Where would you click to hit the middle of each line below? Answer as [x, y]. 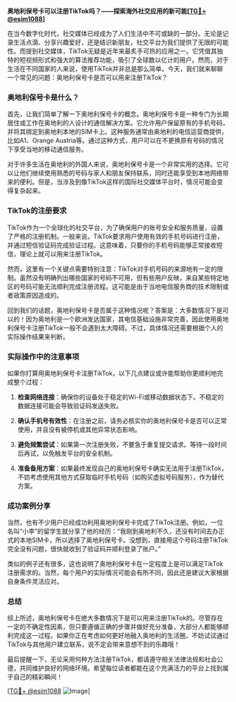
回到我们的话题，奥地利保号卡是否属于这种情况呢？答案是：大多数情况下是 [115, 310]
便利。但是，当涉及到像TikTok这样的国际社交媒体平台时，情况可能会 [118, 182]
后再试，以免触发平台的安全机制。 [67, 453]
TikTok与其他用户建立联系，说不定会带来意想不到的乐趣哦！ [94, 644]
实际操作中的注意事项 [43, 356]
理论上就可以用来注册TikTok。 [63, 253]
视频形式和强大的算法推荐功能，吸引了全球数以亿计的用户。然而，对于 [127, 60]
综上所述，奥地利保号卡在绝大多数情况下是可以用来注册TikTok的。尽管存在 [115, 618]
